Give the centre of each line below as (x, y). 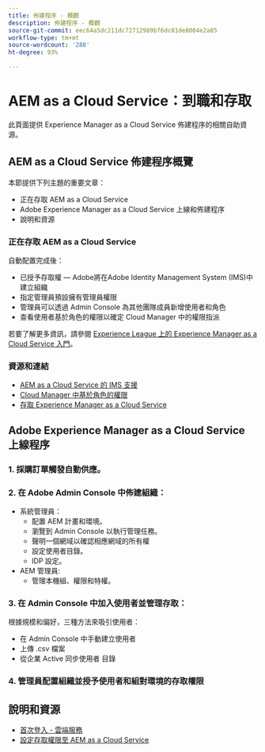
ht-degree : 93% (33, 52)
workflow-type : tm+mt (44, 38)
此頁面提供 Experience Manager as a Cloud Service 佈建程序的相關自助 (124, 125)
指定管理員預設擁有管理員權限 (68, 297)
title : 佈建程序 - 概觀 (44, 15)
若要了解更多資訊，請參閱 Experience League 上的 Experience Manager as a (132, 334)
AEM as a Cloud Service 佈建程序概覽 (101, 162)
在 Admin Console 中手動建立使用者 (78, 639)
